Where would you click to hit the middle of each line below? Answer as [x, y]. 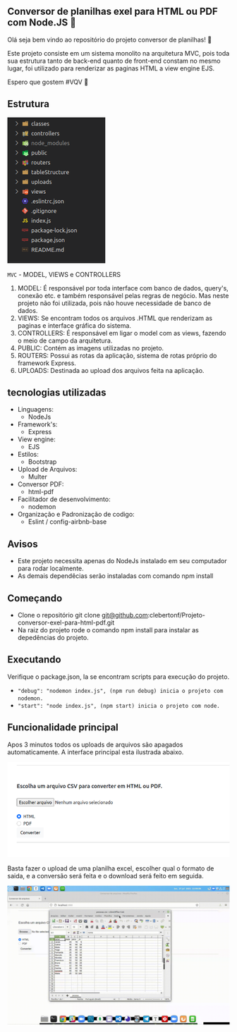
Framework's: [37, 424]
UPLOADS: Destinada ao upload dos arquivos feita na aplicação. [111, 370]
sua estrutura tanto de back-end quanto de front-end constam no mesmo [114, 61]
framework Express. [47, 363]
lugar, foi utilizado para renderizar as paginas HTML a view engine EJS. [111, 68]
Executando [34, 659]
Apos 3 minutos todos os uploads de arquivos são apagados [95, 744]
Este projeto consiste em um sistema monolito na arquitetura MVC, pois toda [119, 53]
